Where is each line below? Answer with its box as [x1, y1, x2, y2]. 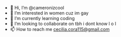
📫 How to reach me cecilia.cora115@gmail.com [10, 26, 110, 32]
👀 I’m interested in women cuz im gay [10, 10, 89, 16]
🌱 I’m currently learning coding [10, 15, 75, 21]
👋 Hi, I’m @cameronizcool [10, 5, 65, 10]
